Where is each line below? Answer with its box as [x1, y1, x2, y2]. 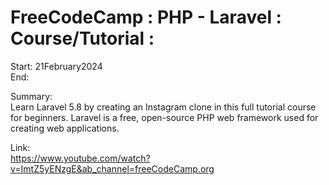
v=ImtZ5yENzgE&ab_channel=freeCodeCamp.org [10, 162, 215, 175]
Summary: [10, 90, 53, 102]
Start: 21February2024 [10, 60, 103, 72]
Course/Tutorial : [10, 27, 155, 50]
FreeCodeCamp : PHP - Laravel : [10, 6, 282, 29]
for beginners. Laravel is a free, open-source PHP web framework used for [10, 111, 319, 123]
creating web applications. [10, 122, 120, 134]
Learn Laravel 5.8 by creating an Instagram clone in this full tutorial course [10, 101, 317, 113]
